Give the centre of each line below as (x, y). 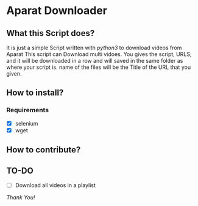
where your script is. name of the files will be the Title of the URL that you (98, 67)
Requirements (28, 110)
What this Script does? (51, 33)
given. (14, 73)
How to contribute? (44, 150)
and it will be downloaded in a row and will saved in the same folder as (95, 61)
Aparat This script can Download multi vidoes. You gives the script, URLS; (99, 54)
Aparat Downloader (57, 11)
